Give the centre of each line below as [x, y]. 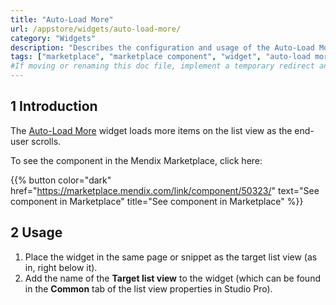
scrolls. [46, 141]
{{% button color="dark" [61, 180]
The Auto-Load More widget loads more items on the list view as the [151, 130]
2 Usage [36, 232]
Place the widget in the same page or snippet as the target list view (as [171, 257]
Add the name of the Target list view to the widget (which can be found [172, 278]
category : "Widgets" [53, 38]
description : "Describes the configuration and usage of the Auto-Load [162, 47]
